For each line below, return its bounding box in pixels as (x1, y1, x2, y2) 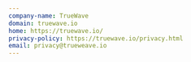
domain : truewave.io (8, 19, 79, 27)
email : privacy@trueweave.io (8, 42, 107, 50)
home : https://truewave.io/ (8, 27, 104, 35)
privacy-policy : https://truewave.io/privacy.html (8, 34, 184, 43)
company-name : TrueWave (8, 11, 89, 20)
